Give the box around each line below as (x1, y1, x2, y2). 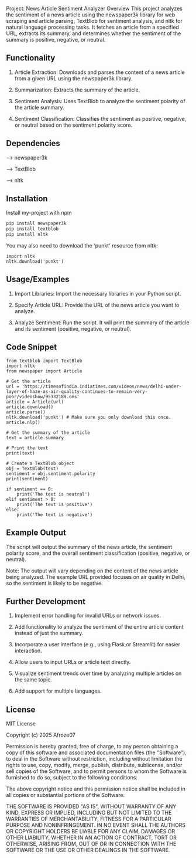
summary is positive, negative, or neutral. (6, 36, 106, 43)
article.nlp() (6, 419, 41, 425)
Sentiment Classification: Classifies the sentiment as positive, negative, (14, 115, 187, 122)
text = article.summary (6, 435, 64, 440)
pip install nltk (6, 232, 49, 238)
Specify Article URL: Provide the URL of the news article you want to (14, 301, 180, 308)
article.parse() (6, 409, 46, 415)
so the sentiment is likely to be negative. (6, 579, 104, 586)
